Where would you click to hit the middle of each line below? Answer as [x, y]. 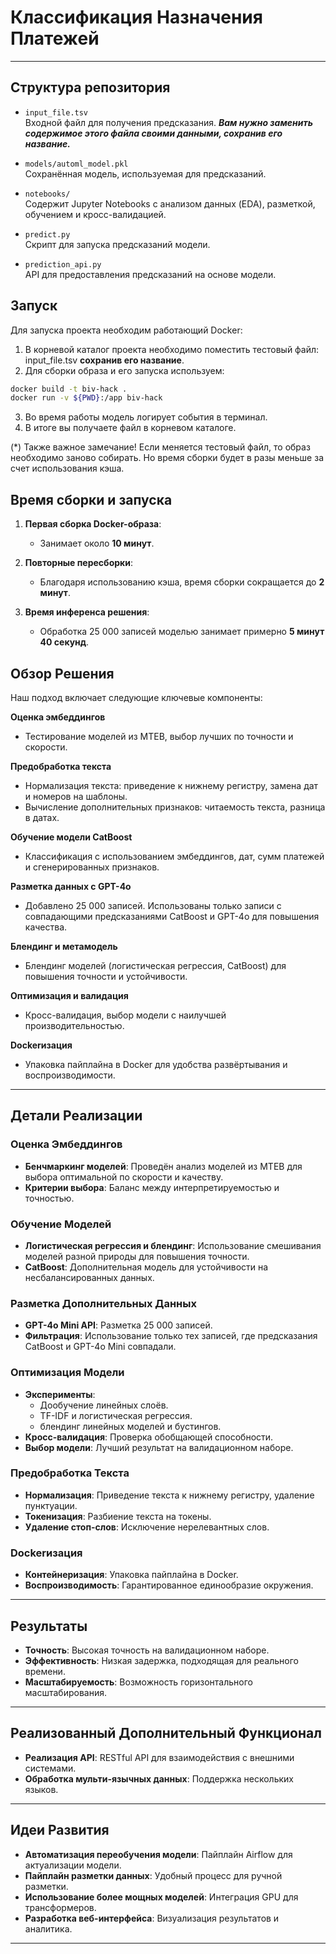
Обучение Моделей [61, 1224]
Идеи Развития [60, 1830]
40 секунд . [64, 642]
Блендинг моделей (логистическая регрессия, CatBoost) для [155, 965]
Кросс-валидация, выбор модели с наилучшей [125, 1015]
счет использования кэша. [67, 468]
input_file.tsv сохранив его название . [104, 360]
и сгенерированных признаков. [92, 867]
